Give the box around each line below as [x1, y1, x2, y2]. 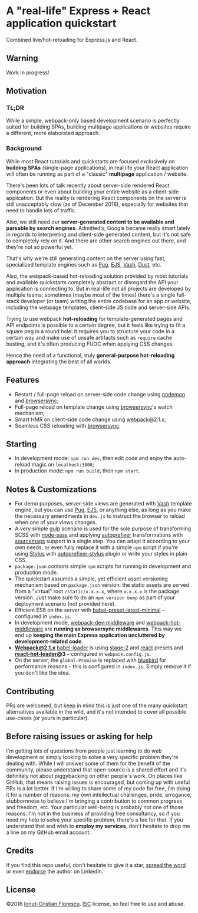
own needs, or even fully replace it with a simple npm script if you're [14, 544, 179, 551]
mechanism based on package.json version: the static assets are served [14, 582, 190, 589]
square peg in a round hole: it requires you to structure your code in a [6, 327, 175, 334]
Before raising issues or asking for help [6, 731, 153, 741]
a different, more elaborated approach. [6, 130, 100, 137]
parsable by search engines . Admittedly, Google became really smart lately [6, 224, 190, 231]
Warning [6, 53, 38, 63]
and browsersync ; [14, 397, 59, 404]
